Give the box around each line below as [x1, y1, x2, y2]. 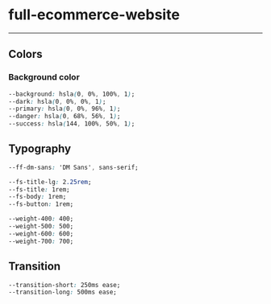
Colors [8, 47, 43, 61]
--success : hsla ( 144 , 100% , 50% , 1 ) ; [8, 120, 135, 128]
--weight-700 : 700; [8, 237, 74, 245]
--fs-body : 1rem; [8, 193, 67, 201]
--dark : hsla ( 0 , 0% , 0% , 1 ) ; [8, 97, 106, 105]
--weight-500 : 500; [8, 223, 74, 231]
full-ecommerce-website [8, 6, 180, 24]
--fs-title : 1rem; [8, 185, 70, 194]
